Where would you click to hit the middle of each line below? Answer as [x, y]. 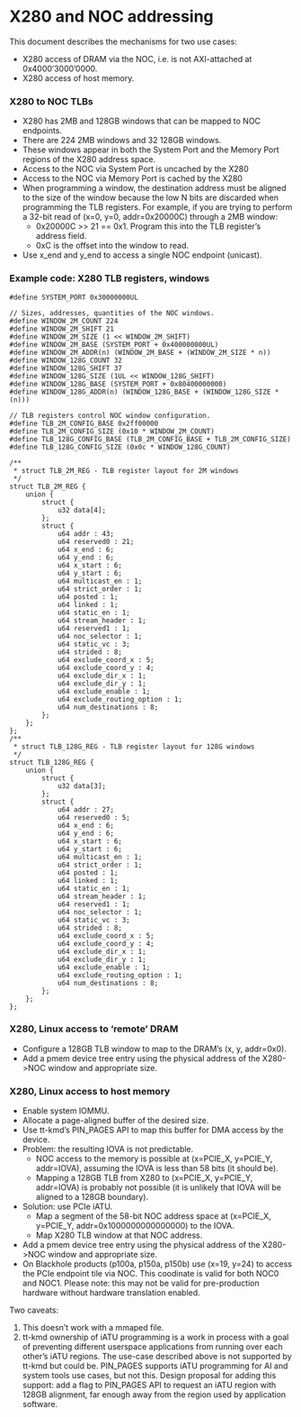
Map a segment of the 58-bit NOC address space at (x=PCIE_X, [153, 1216]
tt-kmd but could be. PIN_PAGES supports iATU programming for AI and [155, 1366]
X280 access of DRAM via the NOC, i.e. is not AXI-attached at [137, 59]
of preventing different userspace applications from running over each [152, 1347]
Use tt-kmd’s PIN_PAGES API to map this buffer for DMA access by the [153, 1130]
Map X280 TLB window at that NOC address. [119, 1235]
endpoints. [42, 131]
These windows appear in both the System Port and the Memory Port [151, 150]
